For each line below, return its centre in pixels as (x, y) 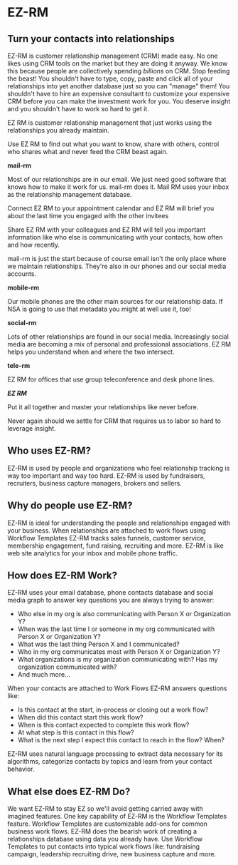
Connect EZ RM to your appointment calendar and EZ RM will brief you (111, 208)
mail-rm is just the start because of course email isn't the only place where (117, 259)
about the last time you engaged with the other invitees (88, 216)
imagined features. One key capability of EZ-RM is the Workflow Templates (117, 817)
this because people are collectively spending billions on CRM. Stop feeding (119, 71)
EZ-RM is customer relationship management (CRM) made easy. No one (113, 56)
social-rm (22, 323)
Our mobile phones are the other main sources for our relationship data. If (115, 301)
